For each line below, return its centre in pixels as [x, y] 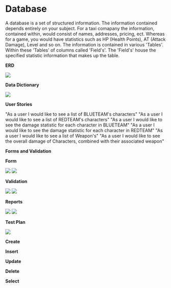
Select [12, 281]
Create [13, 241]
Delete [12, 271]
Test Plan [15, 222]
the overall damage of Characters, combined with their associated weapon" [85, 141]
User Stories [19, 104]
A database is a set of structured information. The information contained [81, 23]
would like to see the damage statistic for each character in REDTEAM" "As [84, 130]
